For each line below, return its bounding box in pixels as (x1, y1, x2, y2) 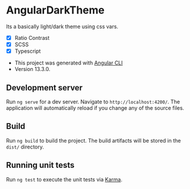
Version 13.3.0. (14, 66, 51, 73)
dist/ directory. (6, 143, 44, 150)
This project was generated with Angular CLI (14, 59, 123, 66)
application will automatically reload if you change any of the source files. (6, 104, 184, 112)
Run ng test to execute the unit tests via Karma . (6, 176, 122, 183)
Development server (6, 83, 83, 93)
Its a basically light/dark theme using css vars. (6, 23, 119, 30)
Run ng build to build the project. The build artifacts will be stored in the (6, 137, 181, 144)
